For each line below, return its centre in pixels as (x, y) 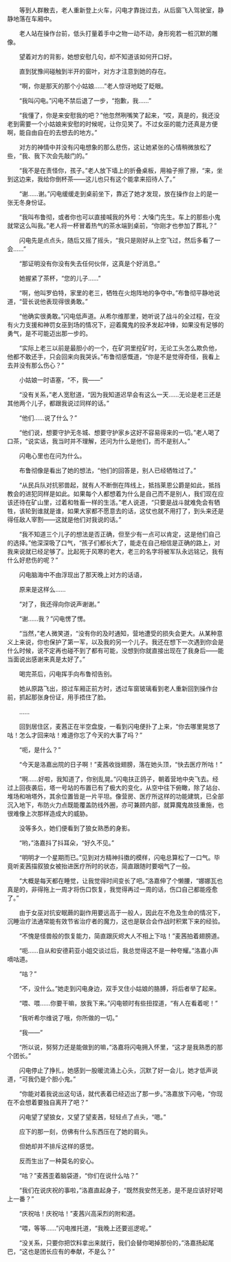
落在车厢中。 (37, 19)
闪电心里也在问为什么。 (52, 456)
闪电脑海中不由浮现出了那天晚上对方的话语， (82, 575)
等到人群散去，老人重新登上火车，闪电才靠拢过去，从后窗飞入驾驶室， (118, 10)
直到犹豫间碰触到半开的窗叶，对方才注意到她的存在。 (94, 71)
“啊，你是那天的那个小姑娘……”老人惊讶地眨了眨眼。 (93, 86)
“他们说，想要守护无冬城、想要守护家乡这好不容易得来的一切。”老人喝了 (120, 432)
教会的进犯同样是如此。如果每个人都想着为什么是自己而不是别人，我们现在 (112, 494)
